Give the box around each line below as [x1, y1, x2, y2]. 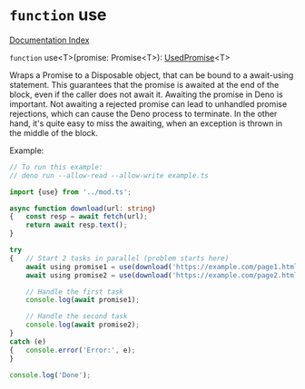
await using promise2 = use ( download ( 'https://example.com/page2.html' [25, 270, 302, 280]
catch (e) [9, 336, 47, 346]
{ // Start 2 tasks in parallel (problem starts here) [9, 254, 230, 263]
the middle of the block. [9, 127, 98, 138]
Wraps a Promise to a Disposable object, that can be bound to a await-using [9, 69, 294, 81]
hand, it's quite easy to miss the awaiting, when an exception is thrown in [9, 118, 283, 129]
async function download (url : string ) [9, 204, 156, 213]
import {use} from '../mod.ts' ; [9, 187, 132, 197]
